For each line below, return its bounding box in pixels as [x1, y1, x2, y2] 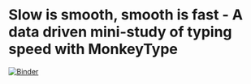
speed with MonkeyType [8, 40, 179, 58]
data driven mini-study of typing [8, 23, 233, 41]
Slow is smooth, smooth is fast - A [8, 6, 244, 24]
